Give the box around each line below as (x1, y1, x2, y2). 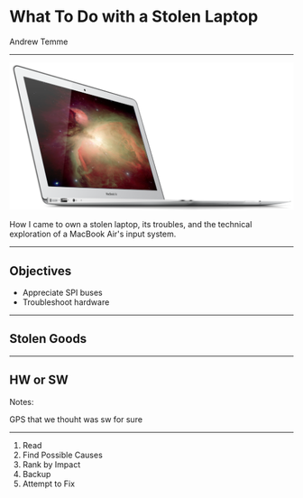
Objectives (9, 263, 72, 279)
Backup (22, 468, 51, 479)
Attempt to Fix (22, 478, 75, 489)
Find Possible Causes (22, 449, 104, 460)
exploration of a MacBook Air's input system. (9, 228, 177, 240)
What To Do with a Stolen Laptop (9, 6, 259, 27)
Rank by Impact (22, 458, 81, 470)
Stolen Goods (9, 331, 87, 346)
